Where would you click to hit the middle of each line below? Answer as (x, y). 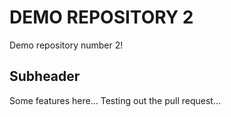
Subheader (45, 76)
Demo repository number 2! (66, 45)
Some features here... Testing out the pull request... (115, 100)
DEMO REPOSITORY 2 (101, 17)
